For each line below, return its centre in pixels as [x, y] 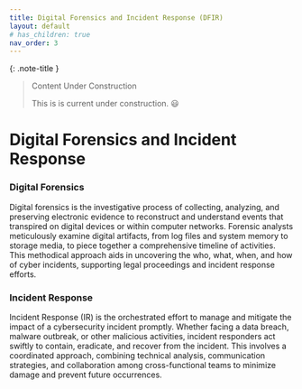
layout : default [40, 26]
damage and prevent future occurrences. [86, 375]
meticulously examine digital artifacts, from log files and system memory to [149, 236]
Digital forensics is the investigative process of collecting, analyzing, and [144, 207]
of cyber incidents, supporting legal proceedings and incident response [142, 264]
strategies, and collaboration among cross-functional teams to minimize [143, 366]
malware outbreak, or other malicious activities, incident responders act [142, 337]
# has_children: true [50, 34]
